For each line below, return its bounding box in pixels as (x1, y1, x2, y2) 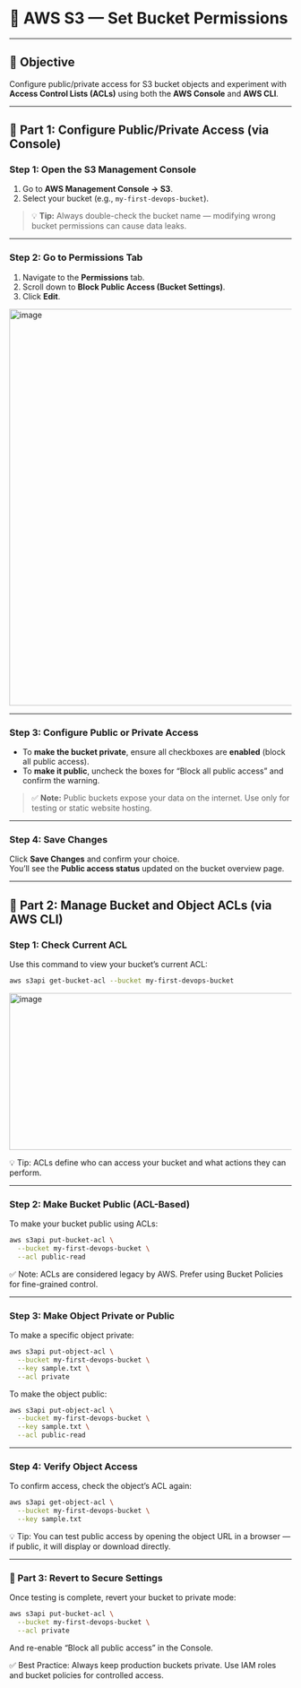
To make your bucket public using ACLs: (9, 1218, 159, 1229)
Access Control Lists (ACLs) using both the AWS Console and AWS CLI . (9, 88, 279, 99)
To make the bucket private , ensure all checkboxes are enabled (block (21, 747, 286, 757)
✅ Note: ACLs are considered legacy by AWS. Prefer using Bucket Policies (9, 1268, 284, 1279)
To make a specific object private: (9, 1330, 134, 1341)
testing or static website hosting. (30, 802, 152, 814)
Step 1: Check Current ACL (9, 939, 127, 951)
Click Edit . (21, 290, 61, 301)
